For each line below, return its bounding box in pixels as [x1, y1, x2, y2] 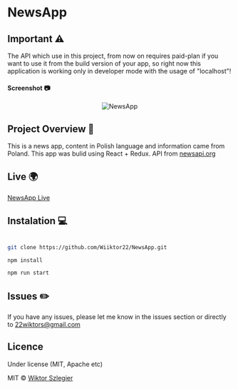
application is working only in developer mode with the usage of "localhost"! [7, 67, 232, 75]
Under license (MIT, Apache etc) [7, 360, 103, 368]
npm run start [7, 269, 50, 277]
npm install [7, 256, 43, 264]
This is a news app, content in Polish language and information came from [7, 142, 225, 151]
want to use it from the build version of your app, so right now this [7, 59, 202, 68]
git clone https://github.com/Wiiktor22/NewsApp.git [7, 243, 167, 251]
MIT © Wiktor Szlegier [7, 373, 73, 382]
